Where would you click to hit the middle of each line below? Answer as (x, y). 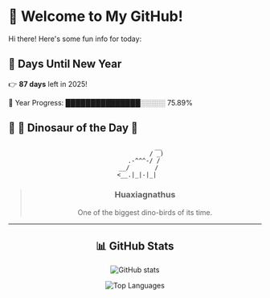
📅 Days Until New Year (65, 64)
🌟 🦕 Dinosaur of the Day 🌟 (73, 128)
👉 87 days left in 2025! (48, 84)
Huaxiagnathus (145, 195)
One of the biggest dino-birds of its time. (145, 212)
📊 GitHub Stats (135, 246)
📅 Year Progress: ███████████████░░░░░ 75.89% (100, 102)
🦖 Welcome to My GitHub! (96, 17)
